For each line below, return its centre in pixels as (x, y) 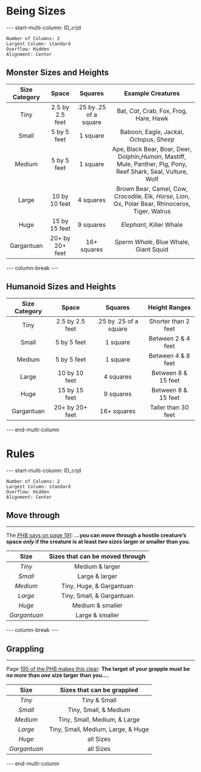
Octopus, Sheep (152, 139)
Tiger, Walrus (152, 211)
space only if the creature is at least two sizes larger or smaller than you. (98, 542)
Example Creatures (152, 93)
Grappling (25, 649)
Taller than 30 (170, 407)
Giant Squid (152, 249)
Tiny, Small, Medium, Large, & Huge (99, 729)
